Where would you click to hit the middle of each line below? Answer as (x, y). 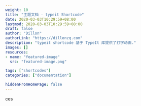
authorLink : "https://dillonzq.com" (44, 38)
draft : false (19, 29)
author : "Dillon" (24, 33)
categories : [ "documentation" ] (38, 75)
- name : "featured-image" (32, 57)
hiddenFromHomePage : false (34, 85)
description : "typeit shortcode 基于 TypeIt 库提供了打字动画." (71, 43)
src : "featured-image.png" (38, 62)
